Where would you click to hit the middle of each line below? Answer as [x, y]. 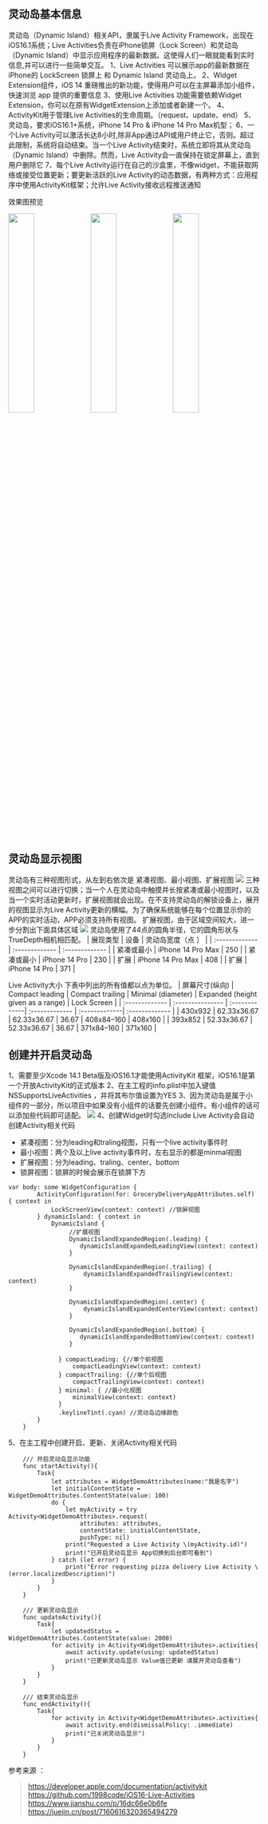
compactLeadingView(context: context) [137, 1367]
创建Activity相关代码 [42, 1126]
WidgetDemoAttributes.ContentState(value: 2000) [91, 1639]
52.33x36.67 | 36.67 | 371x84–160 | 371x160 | [83, 1027]
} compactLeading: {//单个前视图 [111, 1359]
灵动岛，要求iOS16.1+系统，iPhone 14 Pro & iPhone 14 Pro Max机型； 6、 [128, 125]
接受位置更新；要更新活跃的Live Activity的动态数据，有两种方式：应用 [136, 175]
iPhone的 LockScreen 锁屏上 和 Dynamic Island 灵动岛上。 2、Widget [123, 75]
